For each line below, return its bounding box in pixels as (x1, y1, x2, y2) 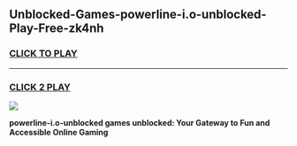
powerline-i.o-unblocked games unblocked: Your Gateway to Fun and (9, 117, 270, 127)
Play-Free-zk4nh (9, 21, 104, 36)
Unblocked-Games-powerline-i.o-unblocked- (9, 7, 267, 22)
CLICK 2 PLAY (9, 81, 71, 93)
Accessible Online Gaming (9, 127, 109, 137)
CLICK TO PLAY (9, 48, 78, 60)
